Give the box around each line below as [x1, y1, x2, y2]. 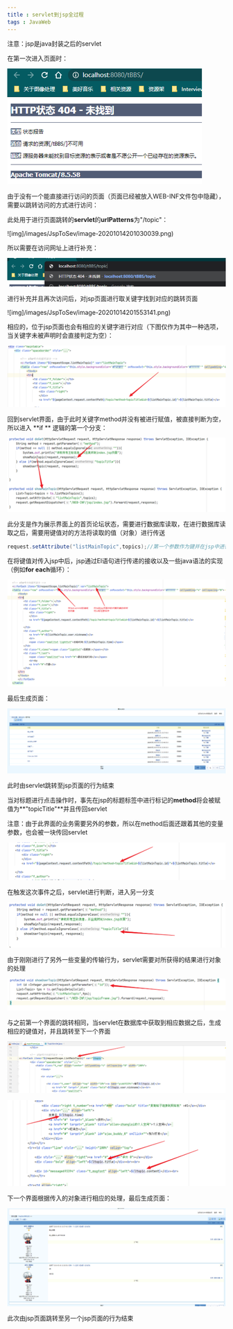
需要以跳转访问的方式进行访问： [7, 200, 98, 209]
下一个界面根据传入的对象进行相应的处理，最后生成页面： [7, 1194, 171, 1202]
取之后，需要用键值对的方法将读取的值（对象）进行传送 [7, 529, 165, 537]
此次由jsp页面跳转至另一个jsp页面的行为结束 [7, 1314, 134, 1323]
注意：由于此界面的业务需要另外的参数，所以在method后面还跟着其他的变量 [7, 819, 224, 828]
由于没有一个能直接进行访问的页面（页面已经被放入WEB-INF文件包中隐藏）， [7, 191, 225, 200]
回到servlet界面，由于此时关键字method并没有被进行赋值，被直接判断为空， [7, 415, 225, 423]
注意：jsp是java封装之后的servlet [7, 39, 102, 48]
